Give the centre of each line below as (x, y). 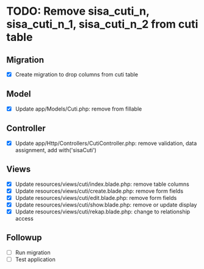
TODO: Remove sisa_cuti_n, (78, 11)
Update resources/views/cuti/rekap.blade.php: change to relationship (103, 212)
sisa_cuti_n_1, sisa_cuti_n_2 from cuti (102, 24)
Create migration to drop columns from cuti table (77, 74)
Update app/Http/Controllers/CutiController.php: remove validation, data (106, 143)
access (24, 218)
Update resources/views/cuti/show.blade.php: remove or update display (106, 205)
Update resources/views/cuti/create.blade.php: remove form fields (99, 191)
